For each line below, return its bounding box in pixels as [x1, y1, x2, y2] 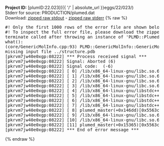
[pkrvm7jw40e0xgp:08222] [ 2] [5, 78, 78, 83]
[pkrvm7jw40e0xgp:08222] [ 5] [5, 93, 78, 98]
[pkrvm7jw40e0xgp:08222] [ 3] [5, 83, 78, 88]
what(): [5, 39, 23, 44]
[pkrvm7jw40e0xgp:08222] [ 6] [5, 98, 78, 103]
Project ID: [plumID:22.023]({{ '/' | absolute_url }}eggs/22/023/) [5, 5, 134, 10]
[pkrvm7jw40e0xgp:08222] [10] [5, 117, 78, 123]
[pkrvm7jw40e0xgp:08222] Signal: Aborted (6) [5, 59, 116, 64]
